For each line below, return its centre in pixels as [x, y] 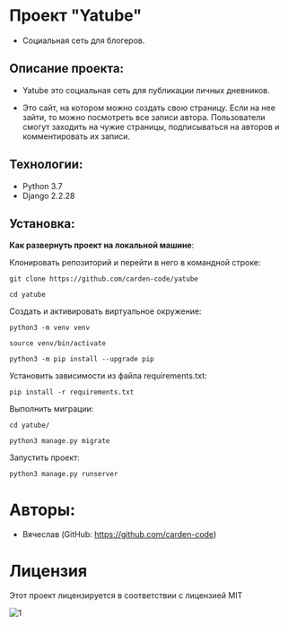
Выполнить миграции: [52, 409]
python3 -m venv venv [50, 328]
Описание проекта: [66, 69]
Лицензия [48, 571]
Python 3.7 [42, 186]
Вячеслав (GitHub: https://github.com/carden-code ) [119, 535]
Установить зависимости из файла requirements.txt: [108, 376]
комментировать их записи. [76, 136]
